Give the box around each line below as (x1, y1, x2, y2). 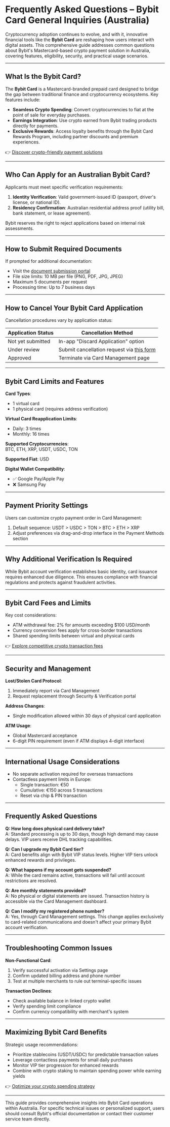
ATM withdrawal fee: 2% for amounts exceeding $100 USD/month (12, 622, 150, 628)
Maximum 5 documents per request (12, 279, 88, 285)
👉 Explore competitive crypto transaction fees (5, 643, 103, 649)
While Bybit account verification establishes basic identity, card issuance (5, 568, 158, 574)
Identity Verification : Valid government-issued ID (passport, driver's (12, 194, 156, 200)
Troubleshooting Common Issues (5, 944, 112, 953)
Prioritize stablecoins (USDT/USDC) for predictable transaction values (12, 1051, 158, 1057)
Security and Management (5, 664, 91, 673)
